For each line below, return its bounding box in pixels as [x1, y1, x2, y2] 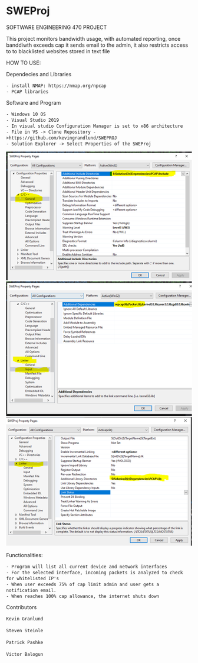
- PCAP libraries [6, 89, 49, 95]
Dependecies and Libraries [6, 70, 72, 77]
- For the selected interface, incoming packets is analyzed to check [6, 570, 183, 576]
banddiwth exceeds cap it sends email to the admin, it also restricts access [6, 41, 189, 48]
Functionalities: [6, 552, 43, 559]
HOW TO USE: [6, 59, 41, 66]
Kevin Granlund [6, 616, 44, 622]
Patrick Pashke [6, 640, 44, 646]
